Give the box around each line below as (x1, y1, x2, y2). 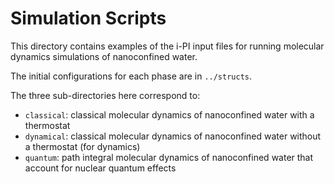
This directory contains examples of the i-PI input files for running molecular (10, 40, 325, 52)
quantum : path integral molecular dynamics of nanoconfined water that (24, 151, 314, 163)
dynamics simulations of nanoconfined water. (10, 50, 198, 62)
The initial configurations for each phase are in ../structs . (10, 70, 253, 82)
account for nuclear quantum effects (24, 162, 177, 174)
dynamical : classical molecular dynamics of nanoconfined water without (24, 130, 322, 142)
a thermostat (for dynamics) (24, 140, 141, 152)
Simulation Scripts (10, 7, 167, 30)
